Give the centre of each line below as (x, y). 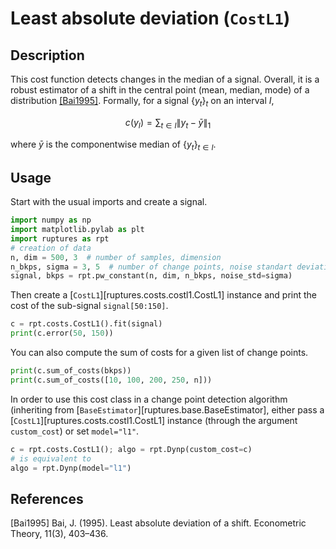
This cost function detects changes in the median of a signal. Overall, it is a (165, 79)
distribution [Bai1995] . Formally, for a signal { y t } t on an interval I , (142, 102)
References (47, 498)
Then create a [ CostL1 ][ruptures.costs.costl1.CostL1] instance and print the (163, 295)
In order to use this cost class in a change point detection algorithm (149, 399)
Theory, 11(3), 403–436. (59, 534)
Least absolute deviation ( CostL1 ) (150, 18)
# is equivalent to (51, 458)
